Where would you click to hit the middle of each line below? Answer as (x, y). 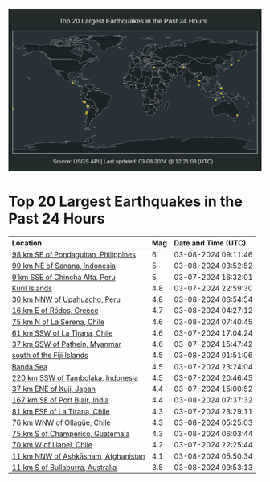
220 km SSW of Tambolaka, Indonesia (75, 377)
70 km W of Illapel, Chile (52, 445)
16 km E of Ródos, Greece (55, 311)
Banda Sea (30, 366)
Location (27, 243)
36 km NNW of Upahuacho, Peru (66, 299)
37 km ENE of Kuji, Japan (54, 389)
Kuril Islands (32, 288)
